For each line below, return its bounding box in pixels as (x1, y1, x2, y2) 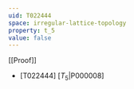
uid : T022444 (8, 11, 52, 20)
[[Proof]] (8, 56, 37, 65)
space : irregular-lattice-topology (8, 19, 127, 27)
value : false (8, 33, 52, 42)
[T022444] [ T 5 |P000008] (19, 71, 104, 83)
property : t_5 (8, 26, 56, 34)
